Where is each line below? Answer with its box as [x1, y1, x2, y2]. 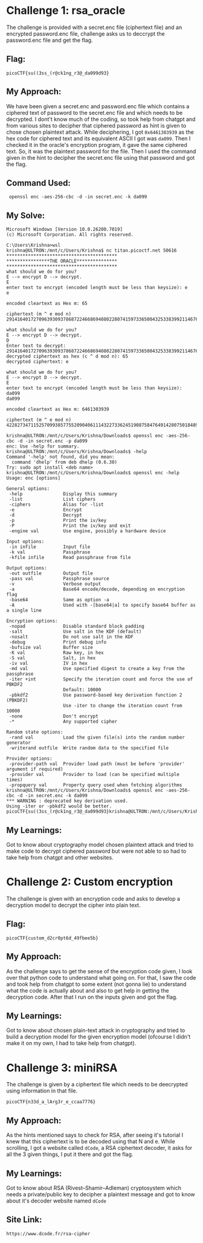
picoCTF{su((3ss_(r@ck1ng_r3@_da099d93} [6, 70, 110, 76]
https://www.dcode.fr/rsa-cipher [6, 1230, 91, 1237]
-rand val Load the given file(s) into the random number [8, 734, 185, 741]
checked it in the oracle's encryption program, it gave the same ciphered [6, 141, 187, 148]
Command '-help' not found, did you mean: [6, 454, 115, 460]
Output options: [6, 565, 47, 572]
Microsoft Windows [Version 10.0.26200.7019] [6, 226, 123, 233]
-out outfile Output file [8, 570, 94, 576]
